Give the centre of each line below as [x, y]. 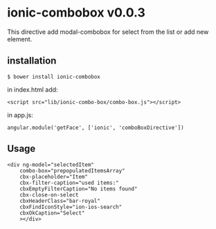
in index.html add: [33, 89]
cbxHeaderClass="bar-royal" [60, 201]
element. [20, 39]
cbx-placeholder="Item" [54, 177]
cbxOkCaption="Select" [52, 213]
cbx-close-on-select [49, 195]
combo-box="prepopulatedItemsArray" [73, 170]
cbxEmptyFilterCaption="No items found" [79, 189]
